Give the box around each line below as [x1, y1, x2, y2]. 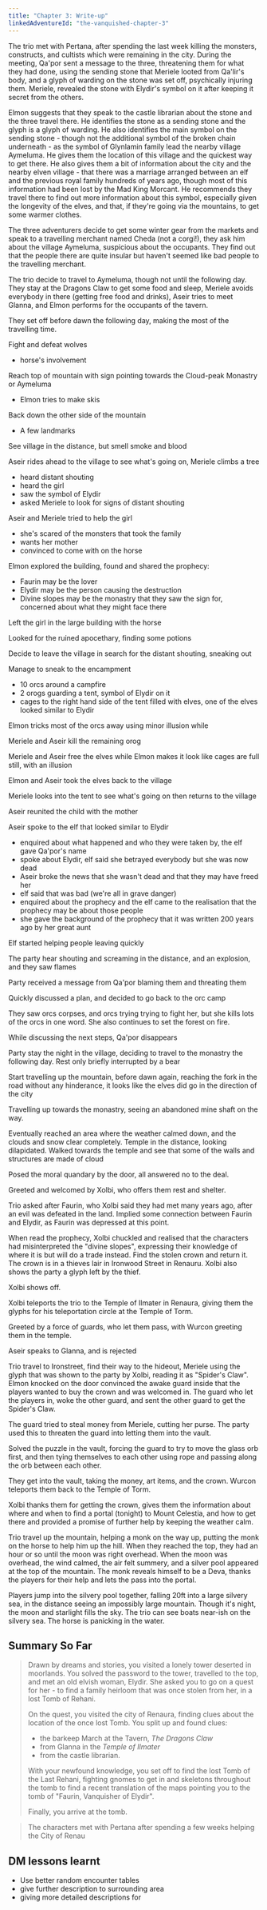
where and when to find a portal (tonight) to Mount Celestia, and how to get [8, 1508, 257, 1518]
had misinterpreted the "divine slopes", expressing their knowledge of [8, 1241, 238, 1251]
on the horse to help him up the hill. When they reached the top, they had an [8, 1540, 258, 1550]
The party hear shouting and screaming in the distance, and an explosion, [8, 953, 251, 963]
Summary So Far [8, 1639, 93, 1652]
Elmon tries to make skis [19, 394, 100, 404]
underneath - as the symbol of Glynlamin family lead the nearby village [8, 142, 241, 151]
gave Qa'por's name [19, 845, 87, 856]
